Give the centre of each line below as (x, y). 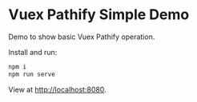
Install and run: (33, 52)
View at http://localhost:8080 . (57, 89)
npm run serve (32, 74)
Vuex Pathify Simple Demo (99, 15)
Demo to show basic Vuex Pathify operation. (82, 37)
